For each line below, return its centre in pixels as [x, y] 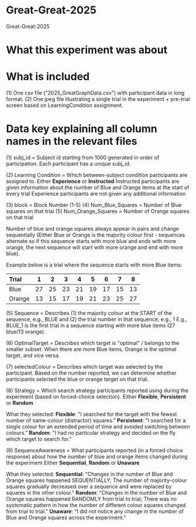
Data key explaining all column [82, 129]
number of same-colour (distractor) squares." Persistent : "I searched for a [96, 420]
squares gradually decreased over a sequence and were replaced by [89, 486]
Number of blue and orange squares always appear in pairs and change [93, 229]
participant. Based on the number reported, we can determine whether [91, 373]
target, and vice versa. [33, 355]
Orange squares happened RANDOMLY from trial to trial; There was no [92, 499]
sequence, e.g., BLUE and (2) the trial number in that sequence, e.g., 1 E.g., [97, 319]
